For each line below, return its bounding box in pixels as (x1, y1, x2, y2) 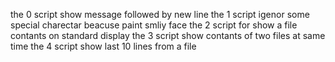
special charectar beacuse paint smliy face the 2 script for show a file (10, 19, 298, 31)
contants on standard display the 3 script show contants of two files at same (10, 30, 326, 41)
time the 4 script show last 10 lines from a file (10, 40, 197, 52)
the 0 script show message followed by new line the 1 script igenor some (10, 9, 310, 20)
